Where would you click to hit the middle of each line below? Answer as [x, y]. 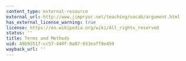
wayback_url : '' [26, 49]
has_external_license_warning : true [51, 22]
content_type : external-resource [47, 11]
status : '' [19, 33]
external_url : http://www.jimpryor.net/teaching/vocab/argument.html [93, 17]
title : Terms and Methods [38, 38]
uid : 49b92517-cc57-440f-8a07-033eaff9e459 [60, 44]
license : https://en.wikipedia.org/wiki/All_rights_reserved [83, 28]
